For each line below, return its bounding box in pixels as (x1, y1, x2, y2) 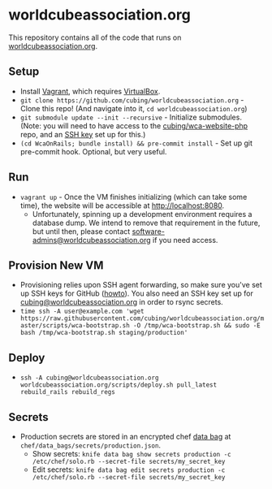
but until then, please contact (32, 226, 131, 236)
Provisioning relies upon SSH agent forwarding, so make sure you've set (19, 280, 262, 290)
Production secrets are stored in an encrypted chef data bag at (19, 432, 231, 441)
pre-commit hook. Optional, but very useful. (19, 146, 167, 156)
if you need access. (152, 235, 218, 244)
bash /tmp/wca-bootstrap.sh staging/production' (19, 329, 188, 337)
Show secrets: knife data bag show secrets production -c (32, 449, 231, 458)
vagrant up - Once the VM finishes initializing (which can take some (19, 192, 248, 201)
